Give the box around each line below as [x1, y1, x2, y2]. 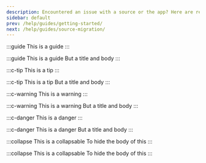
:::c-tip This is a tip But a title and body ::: [6, 78, 110, 86]
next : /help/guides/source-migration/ [6, 26, 105, 32]
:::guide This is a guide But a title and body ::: [6, 55, 121, 62]
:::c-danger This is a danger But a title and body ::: [6, 126, 134, 134]
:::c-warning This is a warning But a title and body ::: [6, 102, 139, 110]
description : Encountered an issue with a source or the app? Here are [6, 9, 193, 15]
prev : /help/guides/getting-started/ [6, 20, 103, 26]
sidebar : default [6, 15, 51, 21]
